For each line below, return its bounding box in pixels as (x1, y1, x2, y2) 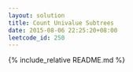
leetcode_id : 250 (8, 33, 65, 42)
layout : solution (8, 11, 65, 20)
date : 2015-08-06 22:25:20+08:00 (8, 26, 118, 34)
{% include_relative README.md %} (8, 55, 126, 65)
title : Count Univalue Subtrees (8, 19, 114, 27)
